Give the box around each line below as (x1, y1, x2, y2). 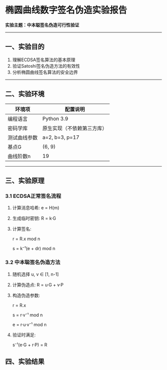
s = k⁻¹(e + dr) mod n (12, 246, 56, 252)
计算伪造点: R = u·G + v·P (12, 281, 64, 287)
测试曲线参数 (7, 134, 38, 141)
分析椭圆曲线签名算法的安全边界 (12, 69, 78, 75)
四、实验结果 (5, 357, 45, 366)
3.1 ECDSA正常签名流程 (5, 192, 61, 199)
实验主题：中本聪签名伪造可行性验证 (5, 22, 80, 28)
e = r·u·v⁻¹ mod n (12, 321, 47, 327)
